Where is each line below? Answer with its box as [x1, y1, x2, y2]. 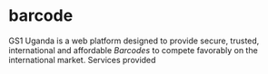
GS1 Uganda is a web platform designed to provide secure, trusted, [8, 35, 260, 46]
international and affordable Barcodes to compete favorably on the [8, 44, 258, 55]
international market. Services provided [8, 54, 156, 65]
